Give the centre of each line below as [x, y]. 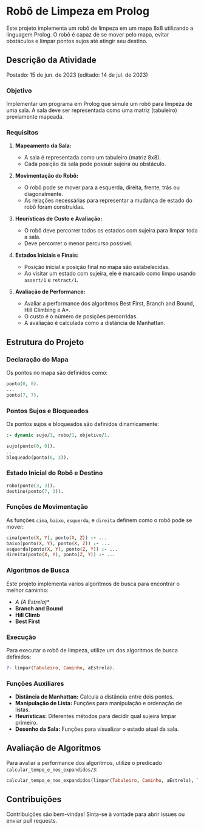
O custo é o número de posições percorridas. [81, 316]
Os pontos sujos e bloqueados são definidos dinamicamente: [83, 424]
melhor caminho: [27, 590]
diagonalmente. [44, 194]
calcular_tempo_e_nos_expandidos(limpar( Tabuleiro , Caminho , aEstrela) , [100, 780]
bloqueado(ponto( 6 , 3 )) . [38, 458]
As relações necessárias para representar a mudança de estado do [108, 201]
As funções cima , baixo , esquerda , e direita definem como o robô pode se [99, 520]
